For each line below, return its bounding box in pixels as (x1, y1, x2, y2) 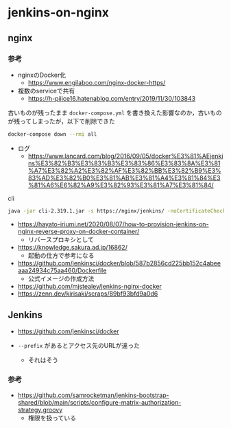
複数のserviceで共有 (17, 86, 75, 95)
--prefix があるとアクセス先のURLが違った (17, 342, 140, 350)
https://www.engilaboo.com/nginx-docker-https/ (27, 78, 166, 86)
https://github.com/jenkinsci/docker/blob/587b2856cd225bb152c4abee (17, 259, 221, 267)
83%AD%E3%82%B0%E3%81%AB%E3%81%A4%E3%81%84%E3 (27, 174, 221, 182)
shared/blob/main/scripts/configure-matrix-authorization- (17, 398, 182, 406)
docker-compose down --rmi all (8, 130, 97, 138)
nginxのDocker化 (17, 71, 66, 79)
